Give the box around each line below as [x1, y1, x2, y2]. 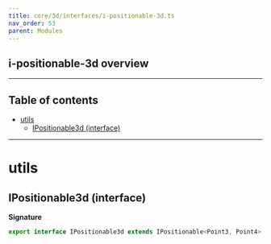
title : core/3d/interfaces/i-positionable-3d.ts [8, 11, 175, 20]
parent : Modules [8, 27, 63, 35]
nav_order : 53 [8, 19, 56, 27]
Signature [8, 213, 43, 221]
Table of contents [8, 93, 98, 107]
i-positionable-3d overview [8, 56, 149, 70]
